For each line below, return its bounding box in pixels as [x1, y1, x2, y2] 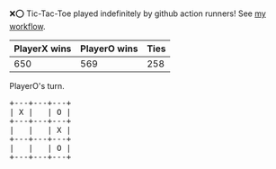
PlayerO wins [80, 42, 138, 55]
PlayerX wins [13, 42, 72, 55]
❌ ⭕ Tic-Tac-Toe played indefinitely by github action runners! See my [9, 8, 267, 19]
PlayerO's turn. [9, 81, 65, 91]
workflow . [9, 22, 46, 31]
